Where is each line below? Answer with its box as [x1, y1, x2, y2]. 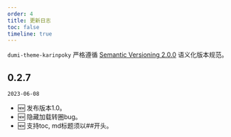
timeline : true [7, 30, 53, 38]
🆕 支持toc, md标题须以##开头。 [17, 121, 113, 130]
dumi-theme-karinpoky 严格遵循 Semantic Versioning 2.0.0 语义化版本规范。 [7, 50, 228, 59]
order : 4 [7, 10, 33, 18]
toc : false [7, 23, 40, 31]
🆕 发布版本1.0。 [17, 104, 66, 112]
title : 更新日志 [7, 17, 51, 24]
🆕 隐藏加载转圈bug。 [17, 113, 82, 121]
